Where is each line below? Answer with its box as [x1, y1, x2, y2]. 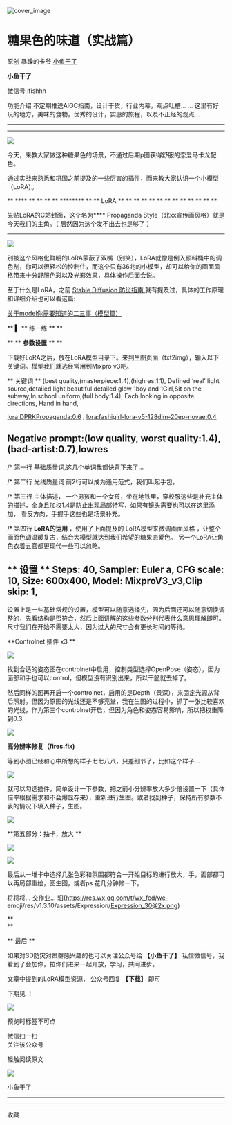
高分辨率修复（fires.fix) [7, 742, 75, 750]
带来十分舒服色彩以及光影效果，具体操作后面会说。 [12, 271, 159, 279]
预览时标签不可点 [7, 1017, 56, 1025]
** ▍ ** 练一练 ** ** [7, 324, 64, 332]
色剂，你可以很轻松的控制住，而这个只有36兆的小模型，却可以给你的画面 [7, 262, 215, 270]
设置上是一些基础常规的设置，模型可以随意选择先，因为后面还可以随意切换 [7, 605, 219, 613]
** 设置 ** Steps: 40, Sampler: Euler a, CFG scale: [7, 564, 224, 576]
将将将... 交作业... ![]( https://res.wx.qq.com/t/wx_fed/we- [7, 894, 169, 902]
